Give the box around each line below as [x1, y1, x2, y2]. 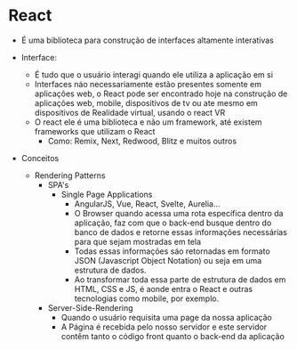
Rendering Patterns [34, 170, 106, 181]
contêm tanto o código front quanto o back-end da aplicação [60, 330, 285, 341]
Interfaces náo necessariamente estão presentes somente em [34, 78, 262, 89]
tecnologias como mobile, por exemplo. [74, 293, 220, 304]
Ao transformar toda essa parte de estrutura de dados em [74, 273, 286, 285]
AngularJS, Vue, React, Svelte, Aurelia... [74, 198, 221, 209]
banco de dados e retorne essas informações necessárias [74, 226, 288, 237]
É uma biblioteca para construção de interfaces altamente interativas [20, 35, 275, 45]
